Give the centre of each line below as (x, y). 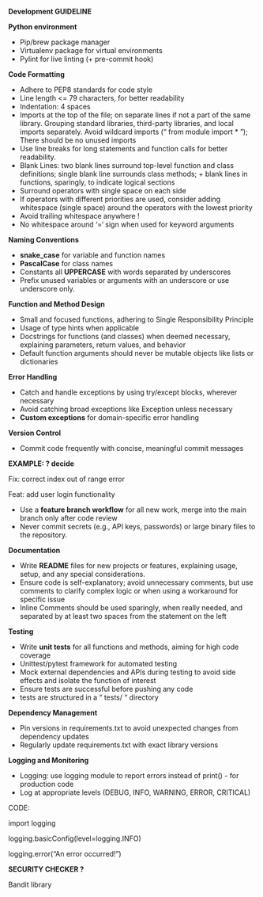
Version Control (35, 433)
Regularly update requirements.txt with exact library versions (119, 745)
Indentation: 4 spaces (55, 107)
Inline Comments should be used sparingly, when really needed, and (131, 608)
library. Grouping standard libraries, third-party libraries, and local (127, 123)
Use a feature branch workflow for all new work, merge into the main (133, 510)
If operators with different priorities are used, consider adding (120, 199)
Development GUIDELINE (50, 11)
